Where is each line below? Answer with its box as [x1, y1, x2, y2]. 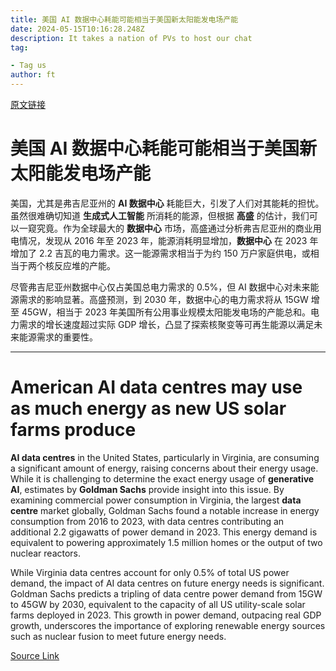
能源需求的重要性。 [18, 331, 98, 343]
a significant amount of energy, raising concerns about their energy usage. [10, 462, 319, 474]
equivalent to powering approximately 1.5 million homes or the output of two [10, 536, 323, 548]
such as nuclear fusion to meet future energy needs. [10, 630, 227, 642]
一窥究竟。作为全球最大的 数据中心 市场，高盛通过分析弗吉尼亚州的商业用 [18, 222, 322, 234]
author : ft [10, 70, 56, 80]
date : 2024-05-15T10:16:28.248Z [10, 24, 145, 34]
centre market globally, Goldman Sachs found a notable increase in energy [10, 504, 320, 516]
